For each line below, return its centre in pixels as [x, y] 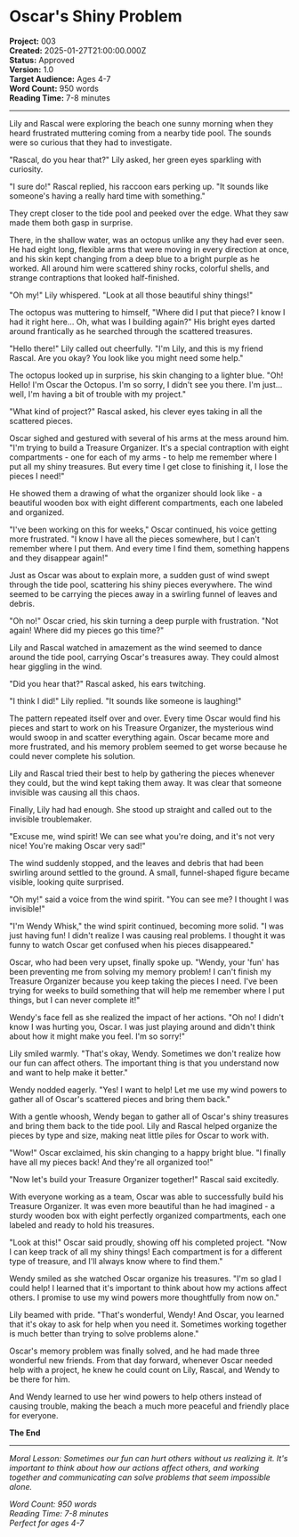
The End [25, 1433]
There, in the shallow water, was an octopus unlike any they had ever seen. [147, 240]
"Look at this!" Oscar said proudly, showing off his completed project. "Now [148, 1242]
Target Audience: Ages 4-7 [60, 78]
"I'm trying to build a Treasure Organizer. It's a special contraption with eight [149, 447]
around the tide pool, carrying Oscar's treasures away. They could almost [144, 657]
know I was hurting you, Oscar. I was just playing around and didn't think [142, 1026]
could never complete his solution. [73, 756]
